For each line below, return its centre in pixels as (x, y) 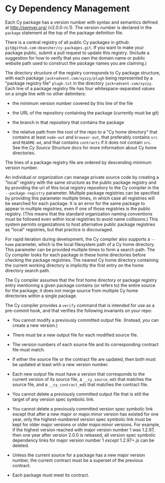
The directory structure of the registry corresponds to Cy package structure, (83, 72)
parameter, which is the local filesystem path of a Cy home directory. (85, 244)
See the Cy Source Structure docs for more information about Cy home (84, 147)
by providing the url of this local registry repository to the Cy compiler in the (82, 187)
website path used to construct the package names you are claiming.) (76, 63)
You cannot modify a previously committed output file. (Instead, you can (85, 320)
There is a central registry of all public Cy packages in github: (67, 42)
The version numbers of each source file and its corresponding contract (85, 344)
